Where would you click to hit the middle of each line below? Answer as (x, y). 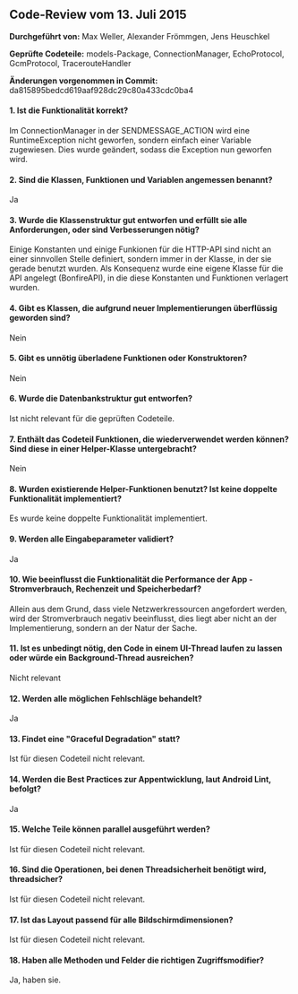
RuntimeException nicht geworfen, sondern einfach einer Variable (131, 140)
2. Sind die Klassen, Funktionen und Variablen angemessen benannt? (141, 179)
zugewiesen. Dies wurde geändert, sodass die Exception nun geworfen (141, 150)
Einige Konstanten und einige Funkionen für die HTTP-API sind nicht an (140, 249)
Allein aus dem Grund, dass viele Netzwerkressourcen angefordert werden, (149, 609)
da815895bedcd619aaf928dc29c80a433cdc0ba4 (102, 90)
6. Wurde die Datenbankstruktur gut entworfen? (101, 399)
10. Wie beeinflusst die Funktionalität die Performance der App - (131, 579)
